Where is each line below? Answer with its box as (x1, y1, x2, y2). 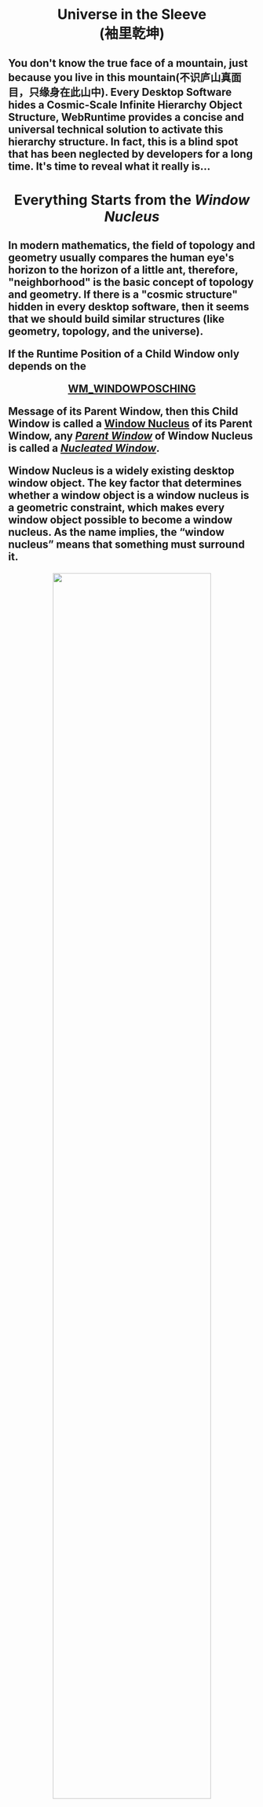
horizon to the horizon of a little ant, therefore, (8, 263, 239, 277)
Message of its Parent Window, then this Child (8, 405, 239, 418)
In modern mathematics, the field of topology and (8, 239, 255, 252)
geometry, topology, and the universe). (8, 324, 204, 339)
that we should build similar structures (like (8, 313, 225, 326)
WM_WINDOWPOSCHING (68, 383, 196, 396)
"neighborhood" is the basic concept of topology (8, 276, 254, 289)
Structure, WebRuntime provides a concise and (8, 110, 245, 123)
